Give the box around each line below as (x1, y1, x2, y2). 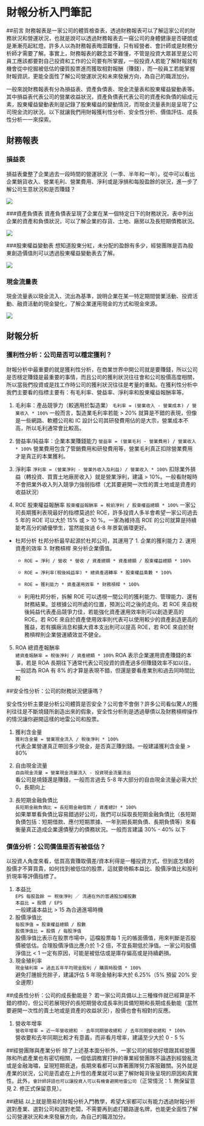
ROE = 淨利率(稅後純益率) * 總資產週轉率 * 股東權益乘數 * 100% (24, 570, 172, 576)
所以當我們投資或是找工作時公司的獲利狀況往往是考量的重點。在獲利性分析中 (6, 381, 198, 388)
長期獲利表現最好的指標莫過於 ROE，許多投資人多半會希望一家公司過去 (20, 509, 198, 516)
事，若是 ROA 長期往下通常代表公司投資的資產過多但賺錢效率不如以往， (15, 659, 194, 666)
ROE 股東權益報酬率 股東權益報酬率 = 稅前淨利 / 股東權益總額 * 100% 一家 (15, 501, 191, 508)
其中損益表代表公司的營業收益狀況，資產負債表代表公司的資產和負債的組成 (6, 93, 192, 100)
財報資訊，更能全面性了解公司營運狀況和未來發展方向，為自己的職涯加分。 (6, 72, 192, 80)
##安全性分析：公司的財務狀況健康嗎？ (6, 687, 104, 694)
